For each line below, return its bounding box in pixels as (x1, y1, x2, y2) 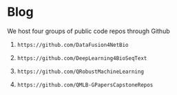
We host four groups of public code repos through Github (7, 27, 170, 35)
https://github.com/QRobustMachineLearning (17, 68, 145, 75)
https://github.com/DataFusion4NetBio (17, 41, 129, 48)
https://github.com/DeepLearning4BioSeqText (17, 54, 147, 62)
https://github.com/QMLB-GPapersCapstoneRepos (17, 81, 154, 88)
